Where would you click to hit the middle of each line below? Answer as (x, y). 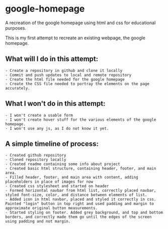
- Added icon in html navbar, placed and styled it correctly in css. (81, 199)
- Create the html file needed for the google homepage (65, 79)
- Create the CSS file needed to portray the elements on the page (77, 84)
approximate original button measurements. (52, 208)
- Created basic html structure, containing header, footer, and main (81, 169)
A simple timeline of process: (52, 144)
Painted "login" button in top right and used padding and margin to (80, 204)
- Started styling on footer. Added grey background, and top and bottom (84, 213)
